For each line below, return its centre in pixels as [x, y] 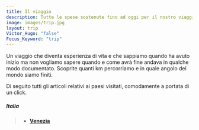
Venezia [40, 121]
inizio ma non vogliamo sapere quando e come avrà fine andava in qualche [97, 62]
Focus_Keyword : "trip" [34, 39]
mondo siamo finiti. [30, 75]
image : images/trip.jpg [36, 22]
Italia [13, 106]
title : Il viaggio [29, 12]
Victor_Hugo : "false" [33, 34]
